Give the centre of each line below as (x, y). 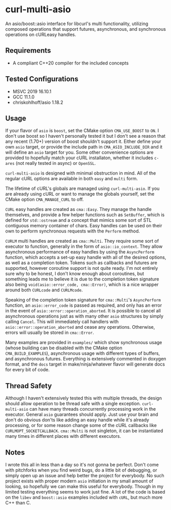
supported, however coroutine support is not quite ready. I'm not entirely (82, 268)
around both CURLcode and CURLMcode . (44, 290)
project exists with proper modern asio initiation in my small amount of (79, 481)
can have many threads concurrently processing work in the (93, 409)
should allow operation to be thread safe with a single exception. (73, 403)
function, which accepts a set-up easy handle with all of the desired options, (86, 258)
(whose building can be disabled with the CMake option (64, 348)
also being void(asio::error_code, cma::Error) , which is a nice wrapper (82, 285)
